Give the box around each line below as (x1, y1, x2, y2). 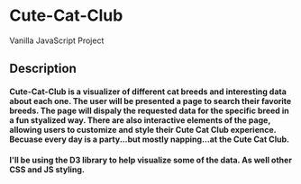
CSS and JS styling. (9, 163, 86, 175)
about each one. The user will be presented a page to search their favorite (9, 95, 292, 106)
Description (9, 61, 77, 76)
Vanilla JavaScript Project (9, 35, 105, 46)
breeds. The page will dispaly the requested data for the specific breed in (9, 105, 290, 116)
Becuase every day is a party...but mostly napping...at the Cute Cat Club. (9, 134, 290, 145)
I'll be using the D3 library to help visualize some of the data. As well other (9, 154, 293, 165)
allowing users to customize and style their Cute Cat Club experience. (9, 124, 277, 135)
